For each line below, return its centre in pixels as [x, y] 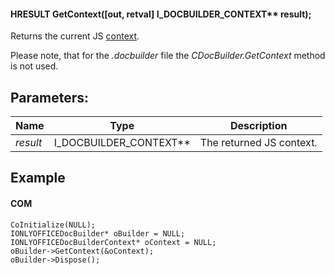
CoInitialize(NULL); [53, 225]
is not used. [34, 66]
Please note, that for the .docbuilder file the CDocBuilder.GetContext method [168, 56]
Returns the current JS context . [75, 36]
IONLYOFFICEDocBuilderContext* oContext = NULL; [113, 242]
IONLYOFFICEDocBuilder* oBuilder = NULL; [98, 233]
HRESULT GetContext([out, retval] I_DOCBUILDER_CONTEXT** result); [161, 14]
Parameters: [49, 97]
